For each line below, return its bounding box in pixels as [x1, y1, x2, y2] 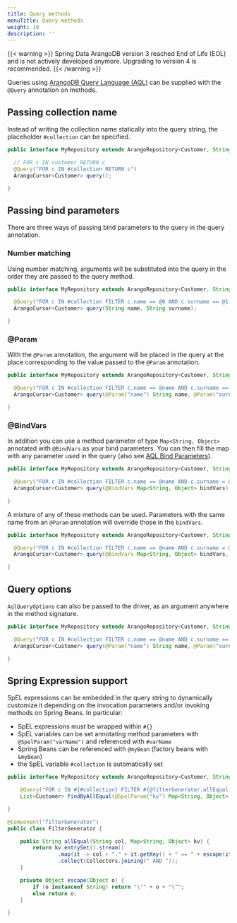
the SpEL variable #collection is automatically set [17, 760, 164, 768]
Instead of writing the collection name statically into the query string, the [7, 125, 219, 134]
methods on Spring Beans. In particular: [7, 709, 123, 717]
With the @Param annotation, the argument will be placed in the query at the [7, 351, 224, 359]
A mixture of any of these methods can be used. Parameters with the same [7, 510, 226, 518]
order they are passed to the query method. [7, 272, 135, 280]
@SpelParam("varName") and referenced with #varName [17, 737, 171, 746]
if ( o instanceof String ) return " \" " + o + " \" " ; [32, 883, 185, 890]
